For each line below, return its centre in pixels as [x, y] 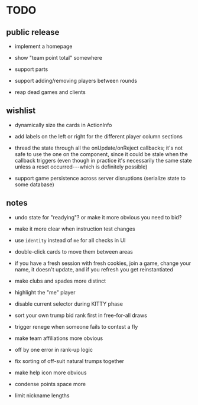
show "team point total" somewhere [58, 58]
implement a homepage [43, 46]
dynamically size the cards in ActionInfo [63, 125]
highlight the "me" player [45, 292]
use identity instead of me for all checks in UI [70, 240]
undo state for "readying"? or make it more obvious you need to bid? [98, 217]
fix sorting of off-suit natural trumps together [69, 361]
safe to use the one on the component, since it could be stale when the [101, 154]
